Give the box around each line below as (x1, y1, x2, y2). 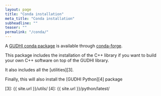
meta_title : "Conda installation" (5, 16, 75, 21)
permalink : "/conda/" (5, 30, 49, 34)
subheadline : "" (5, 20, 38, 26)
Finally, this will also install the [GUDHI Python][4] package (5, 76, 123, 82)
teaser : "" (5, 25, 27, 30)
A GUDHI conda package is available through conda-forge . (5, 43, 123, 48)
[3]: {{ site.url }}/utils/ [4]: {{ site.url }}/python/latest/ (5, 86, 110, 91)
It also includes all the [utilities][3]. (5, 67, 74, 73)
